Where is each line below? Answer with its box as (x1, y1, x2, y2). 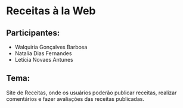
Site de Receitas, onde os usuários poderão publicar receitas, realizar (6, 89, 177, 96)
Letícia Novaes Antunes (14, 56, 73, 63)
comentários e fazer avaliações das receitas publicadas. (6, 95, 145, 102)
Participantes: (6, 28, 60, 38)
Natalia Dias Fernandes (14, 50, 72, 57)
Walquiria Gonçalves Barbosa (14, 43, 88, 50)
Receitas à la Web (6, 4, 96, 18)
